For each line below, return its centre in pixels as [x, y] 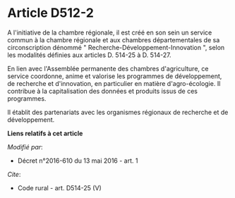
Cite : [14, 174]
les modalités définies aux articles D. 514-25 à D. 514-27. [89, 55]
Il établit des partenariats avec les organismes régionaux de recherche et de [118, 112]
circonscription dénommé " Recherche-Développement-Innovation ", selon [116, 47]
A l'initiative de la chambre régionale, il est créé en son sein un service [110, 32]
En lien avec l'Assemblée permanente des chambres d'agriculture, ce [108, 68]
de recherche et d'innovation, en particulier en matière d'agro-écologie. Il [114, 83]
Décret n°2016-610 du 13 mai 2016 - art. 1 [78, 161]
